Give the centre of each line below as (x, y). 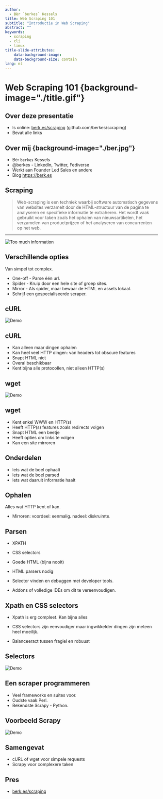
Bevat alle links (27, 133)
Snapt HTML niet (29, 358)
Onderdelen (24, 458)
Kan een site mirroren (34, 443)
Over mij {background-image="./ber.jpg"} (70, 148)
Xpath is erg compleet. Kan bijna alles (50, 617)
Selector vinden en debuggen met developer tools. (63, 581)
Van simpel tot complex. (29, 269)
